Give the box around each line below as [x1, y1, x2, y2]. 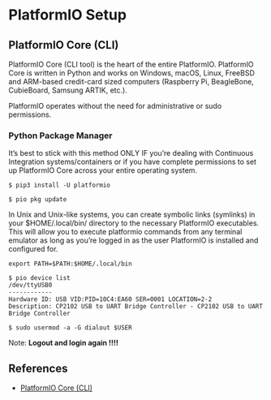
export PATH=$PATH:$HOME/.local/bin [8, 260, 132, 269]
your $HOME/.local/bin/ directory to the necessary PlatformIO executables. [8, 218, 260, 228]
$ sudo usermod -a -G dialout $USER [8, 324, 132, 332]
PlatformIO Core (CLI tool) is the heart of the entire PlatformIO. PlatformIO [8, 59, 254, 69]
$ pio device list [8, 274, 71, 282]
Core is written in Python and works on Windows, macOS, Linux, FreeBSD [8, 68, 256, 78]
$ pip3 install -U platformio [8, 181, 111, 190]
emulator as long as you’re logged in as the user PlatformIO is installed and [8, 235, 259, 245]
